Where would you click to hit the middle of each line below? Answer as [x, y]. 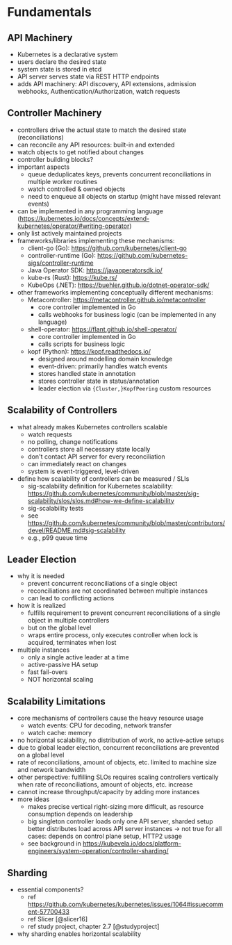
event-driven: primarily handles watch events [103, 366]
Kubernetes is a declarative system [67, 54]
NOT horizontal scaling [60, 680]
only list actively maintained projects [69, 233]
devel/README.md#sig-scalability [77, 530]
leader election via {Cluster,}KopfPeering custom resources [125, 388]
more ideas [33, 799]
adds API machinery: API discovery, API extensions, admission [107, 84]
